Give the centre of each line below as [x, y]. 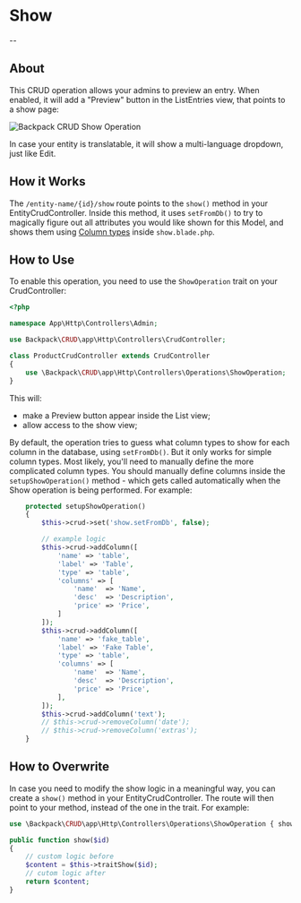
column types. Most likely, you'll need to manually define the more [132, 461]
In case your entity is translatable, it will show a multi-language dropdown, [146, 143]
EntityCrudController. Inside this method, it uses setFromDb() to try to [136, 212]
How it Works [47, 181]
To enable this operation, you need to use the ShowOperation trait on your [143, 281]
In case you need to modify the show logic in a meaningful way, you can [142, 788]
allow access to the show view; [80, 425]
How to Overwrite [60, 767]
